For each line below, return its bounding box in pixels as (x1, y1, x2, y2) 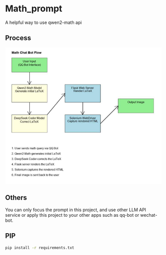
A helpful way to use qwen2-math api (5, 19, 82, 25)
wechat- (140, 212, 158, 218)
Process (5, 34, 31, 42)
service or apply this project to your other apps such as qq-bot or (5, 212, 139, 218)
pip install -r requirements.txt (5, 246, 75, 251)
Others (5, 193, 27, 202)
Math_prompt (5, 3, 63, 14)
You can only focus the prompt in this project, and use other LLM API (5, 207, 147, 213)
